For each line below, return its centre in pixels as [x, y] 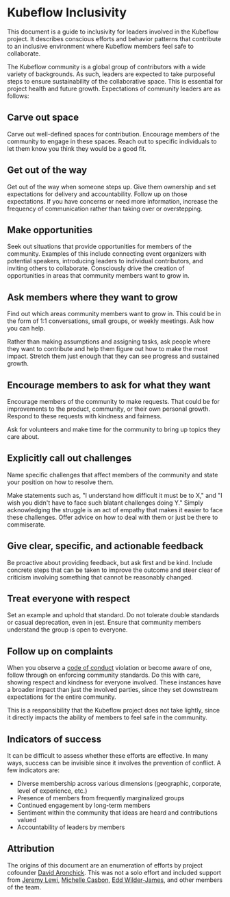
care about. [23, 436]
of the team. [24, 887]
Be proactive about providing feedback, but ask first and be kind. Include [110, 562]
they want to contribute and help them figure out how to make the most [107, 349]
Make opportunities [50, 230]
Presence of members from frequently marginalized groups [101, 798]
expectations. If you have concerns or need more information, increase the [113, 201]
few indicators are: [34, 770]
